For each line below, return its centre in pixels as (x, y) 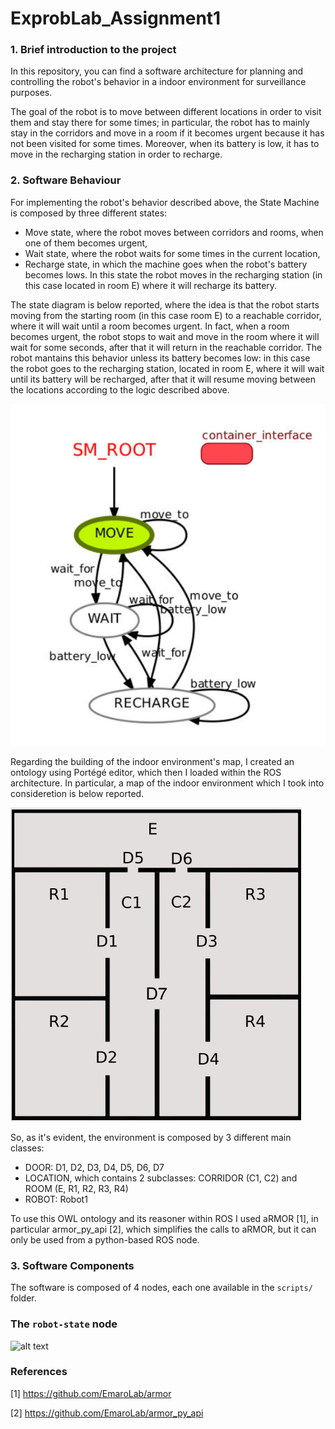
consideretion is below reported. (77, 793)
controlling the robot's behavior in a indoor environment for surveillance (158, 82)
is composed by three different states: (89, 213)
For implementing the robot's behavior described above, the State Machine (165, 202)
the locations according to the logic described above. (120, 389)
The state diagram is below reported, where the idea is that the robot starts (165, 304)
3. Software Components (72, 1265)
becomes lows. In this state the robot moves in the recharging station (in (173, 274)
